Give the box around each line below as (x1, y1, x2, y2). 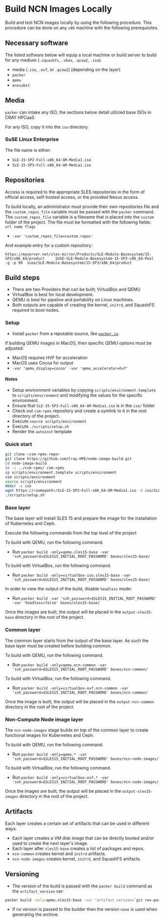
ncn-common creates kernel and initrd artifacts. (12, 851, 106, 857)
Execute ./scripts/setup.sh (12, 423, 69, 429)
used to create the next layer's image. (12, 840, 89, 846)
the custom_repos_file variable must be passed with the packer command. (5, 209, 155, 214)
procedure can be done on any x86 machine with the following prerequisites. (5, 24, 159, 30)
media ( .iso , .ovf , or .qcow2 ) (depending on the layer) (12, 66, 121, 72)
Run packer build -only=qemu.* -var (12, 751, 87, 757)
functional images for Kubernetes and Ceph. (5, 732, 94, 738)
